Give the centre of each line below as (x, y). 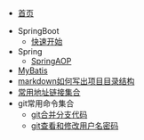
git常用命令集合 (46, 103)
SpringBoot (38, 31)
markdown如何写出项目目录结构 (76, 81)
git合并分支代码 (59, 115)
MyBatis (32, 70)
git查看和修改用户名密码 (75, 126)
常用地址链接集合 (49, 92)
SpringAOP (51, 61)
